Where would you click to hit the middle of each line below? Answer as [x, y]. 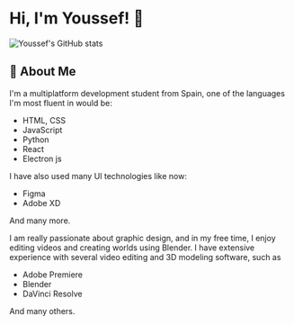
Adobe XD [41, 203]
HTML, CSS [44, 120]
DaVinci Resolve [52, 293]
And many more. [40, 221]
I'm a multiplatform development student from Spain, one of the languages [147, 93]
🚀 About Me [43, 72]
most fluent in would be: [67, 103]
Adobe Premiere [53, 275]
